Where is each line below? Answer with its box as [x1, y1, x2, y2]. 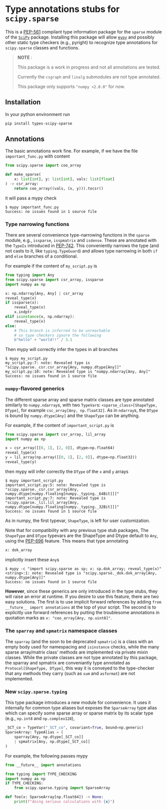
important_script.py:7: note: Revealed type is [5, 495, 106, 500]
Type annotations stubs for [5, 3, 120, 15]
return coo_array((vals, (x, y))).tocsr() [14, 186, 104, 191]
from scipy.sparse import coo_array [5, 163, 81, 168]
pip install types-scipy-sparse [5, 121, 72, 126]
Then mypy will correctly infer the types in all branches [5, 346, 118, 352]
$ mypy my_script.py [5, 356, 48, 361]
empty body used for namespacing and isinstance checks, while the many [5, 644, 160, 650]
